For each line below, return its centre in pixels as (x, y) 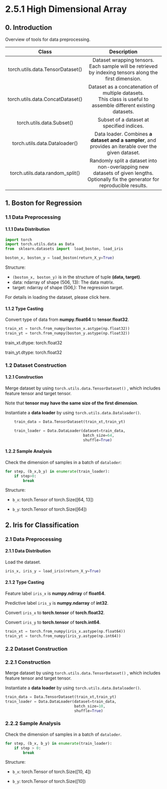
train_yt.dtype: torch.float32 (34, 352)
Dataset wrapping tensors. (124, 60)
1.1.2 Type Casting (24, 309)
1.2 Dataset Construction (36, 365)
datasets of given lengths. (124, 173)
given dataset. (123, 153)
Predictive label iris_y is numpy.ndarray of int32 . (57, 603)
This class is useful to (124, 99)
